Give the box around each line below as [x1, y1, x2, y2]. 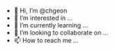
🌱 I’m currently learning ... [13, 21, 89, 29]
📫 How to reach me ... [13, 37, 79, 44]
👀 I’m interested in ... [13, 14, 73, 22]
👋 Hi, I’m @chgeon [13, 7, 68, 14]
